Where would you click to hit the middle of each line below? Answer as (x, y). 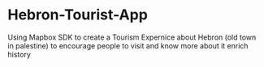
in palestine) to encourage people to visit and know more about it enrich (128, 45)
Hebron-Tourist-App (78, 15)
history (19, 54)
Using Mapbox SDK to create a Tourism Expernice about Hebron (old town (132, 37)
